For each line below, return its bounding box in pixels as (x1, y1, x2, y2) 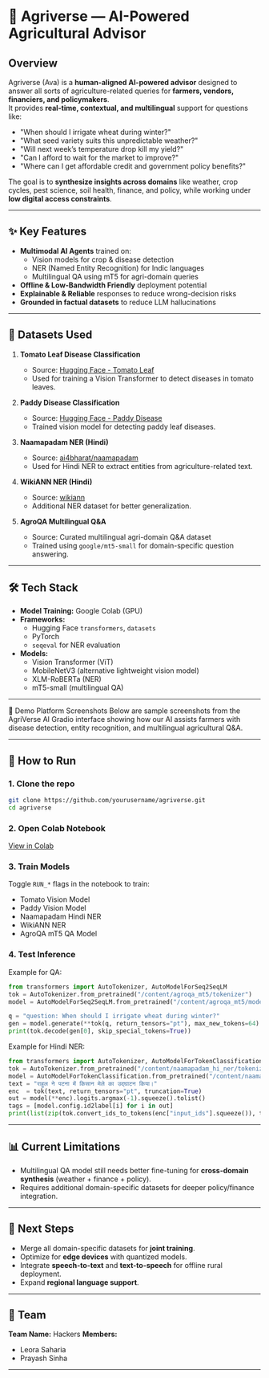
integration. (19, 1191, 58, 1201)
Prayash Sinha (19, 1353, 68, 1364)
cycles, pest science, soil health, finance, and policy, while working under (8, 185, 251, 195)
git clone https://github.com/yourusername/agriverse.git (8, 797, 206, 805)
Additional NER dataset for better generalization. (31, 501, 192, 511)
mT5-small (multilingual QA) (31, 683, 124, 693)
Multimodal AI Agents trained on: (19, 246, 132, 255)
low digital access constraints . (8, 194, 112, 203)
